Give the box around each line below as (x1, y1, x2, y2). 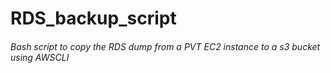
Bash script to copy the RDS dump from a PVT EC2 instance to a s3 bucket (10, 40, 321, 52)
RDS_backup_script (10, 7, 177, 30)
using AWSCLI (10, 51, 70, 63)
